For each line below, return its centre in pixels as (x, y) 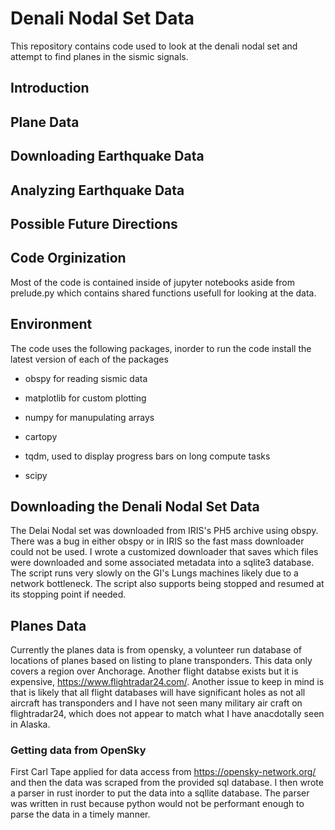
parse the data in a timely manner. (80, 814)
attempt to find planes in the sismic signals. (99, 56)
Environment (51, 324)
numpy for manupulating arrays (89, 417)
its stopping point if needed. (68, 594)
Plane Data (45, 122)
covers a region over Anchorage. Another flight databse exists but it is (154, 671)
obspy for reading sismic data (86, 378)
